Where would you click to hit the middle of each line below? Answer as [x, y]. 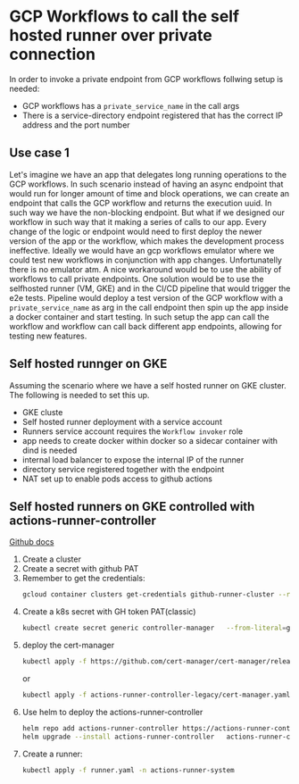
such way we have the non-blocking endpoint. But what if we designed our [147, 213]
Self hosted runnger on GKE [88, 364]
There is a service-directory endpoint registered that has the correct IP [153, 115]
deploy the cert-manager [68, 646]
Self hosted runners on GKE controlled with [132, 506]
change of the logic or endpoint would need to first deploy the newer [136, 231]
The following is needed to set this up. [79, 395]
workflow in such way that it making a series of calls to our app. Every [138, 221]
